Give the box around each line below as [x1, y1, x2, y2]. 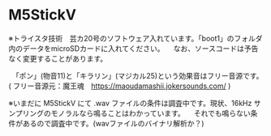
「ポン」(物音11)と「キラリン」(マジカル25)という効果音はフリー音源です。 [15, 70, 264, 80]
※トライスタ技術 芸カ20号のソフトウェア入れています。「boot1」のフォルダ [8, 33, 263, 43]
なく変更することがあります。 [8, 53, 108, 63]
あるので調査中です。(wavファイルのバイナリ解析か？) [22, 118, 204, 128]
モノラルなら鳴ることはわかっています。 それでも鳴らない [50, 108, 251, 118]
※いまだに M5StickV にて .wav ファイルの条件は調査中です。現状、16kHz [8, 98, 252, 108]
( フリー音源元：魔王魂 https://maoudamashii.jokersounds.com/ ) [8, 81, 231, 91]
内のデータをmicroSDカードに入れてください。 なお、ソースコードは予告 [8, 43, 259, 53]
